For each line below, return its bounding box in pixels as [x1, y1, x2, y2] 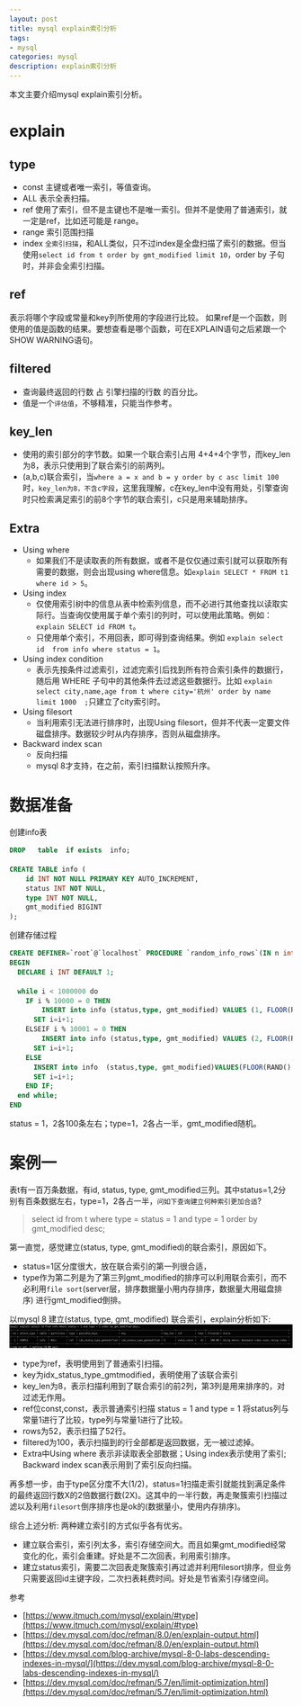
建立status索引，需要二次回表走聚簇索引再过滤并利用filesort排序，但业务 [22, 1562, 292, 1573]
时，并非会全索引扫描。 [22, 261, 110, 271]
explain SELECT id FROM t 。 [35, 621, 141, 632]
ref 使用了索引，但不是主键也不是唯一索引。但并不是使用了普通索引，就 [22, 204, 288, 215]
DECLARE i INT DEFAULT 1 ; [17, 967, 115, 976]
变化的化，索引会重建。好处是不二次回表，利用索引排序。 [22, 1550, 235, 1561]
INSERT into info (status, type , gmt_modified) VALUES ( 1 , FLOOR [41, 1006, 288, 1015]
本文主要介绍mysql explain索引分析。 [9, 89, 147, 99]
